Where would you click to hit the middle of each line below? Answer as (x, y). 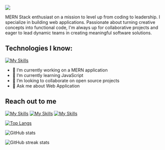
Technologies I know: (39, 48)
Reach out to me (31, 102)
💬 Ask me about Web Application (46, 86)
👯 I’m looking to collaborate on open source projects (66, 80)
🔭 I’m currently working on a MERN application (60, 70)
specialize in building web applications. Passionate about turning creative (80, 22)
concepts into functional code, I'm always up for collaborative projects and (82, 28)
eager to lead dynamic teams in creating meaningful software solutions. (79, 33)
